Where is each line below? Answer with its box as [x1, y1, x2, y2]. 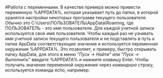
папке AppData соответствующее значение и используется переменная [5, 41, 158, 46]
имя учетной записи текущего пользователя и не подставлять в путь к [5, 36, 155, 41]
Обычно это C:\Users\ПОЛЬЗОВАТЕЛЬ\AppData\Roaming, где [5, 20, 134, 26]
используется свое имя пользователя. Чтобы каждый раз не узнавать [5, 31, 154, 36]
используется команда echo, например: [5, 67, 90, 73]
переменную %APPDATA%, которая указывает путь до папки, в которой [5, 9, 159, 15]
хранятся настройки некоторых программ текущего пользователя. [5, 15, 147, 20]
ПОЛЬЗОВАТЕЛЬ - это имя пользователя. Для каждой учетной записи [5, 25, 155, 31]
